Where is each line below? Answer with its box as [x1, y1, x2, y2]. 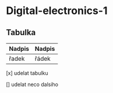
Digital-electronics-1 [6, 4, 108, 18]
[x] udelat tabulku [6, 70, 48, 77]
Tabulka [6, 27, 36, 37]
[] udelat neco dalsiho [6, 81, 58, 88]
